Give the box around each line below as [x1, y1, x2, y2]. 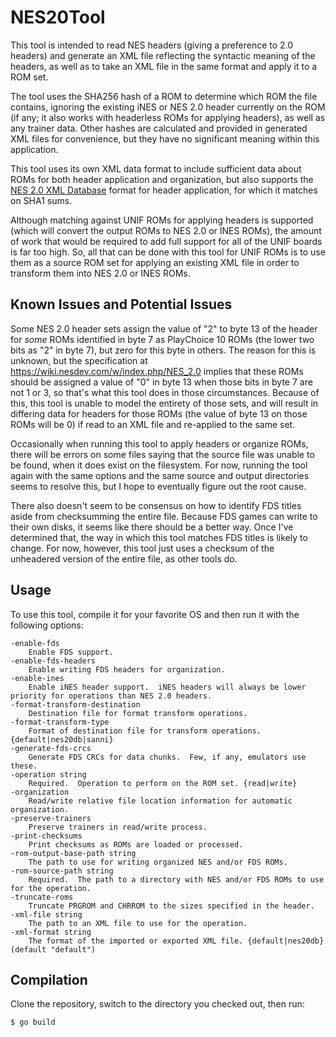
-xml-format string [10, 927, 92, 937]
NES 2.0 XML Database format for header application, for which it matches [10, 184, 318, 196]
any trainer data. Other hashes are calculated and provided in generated [10, 122, 308, 134]
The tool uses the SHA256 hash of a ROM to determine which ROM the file [10, 90, 318, 102]
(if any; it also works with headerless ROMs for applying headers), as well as [10, 111, 326, 123]
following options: [10, 619, 84, 631]
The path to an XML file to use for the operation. [28, 918, 248, 928]
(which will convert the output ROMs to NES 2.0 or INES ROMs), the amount [10, 224, 322, 236]
